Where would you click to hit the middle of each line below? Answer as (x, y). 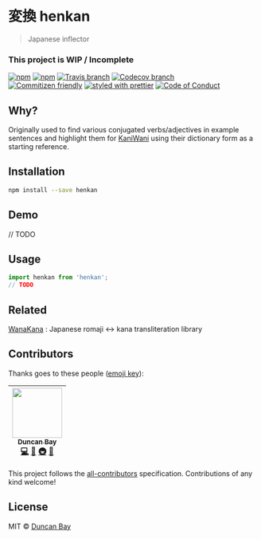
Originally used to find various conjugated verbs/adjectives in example (124, 130)
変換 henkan (49, 16)
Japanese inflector (58, 39)
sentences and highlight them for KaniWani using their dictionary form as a (130, 138)
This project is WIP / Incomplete (71, 59)
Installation (37, 172)
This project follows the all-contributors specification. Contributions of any (130, 473)
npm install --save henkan (53, 190)
